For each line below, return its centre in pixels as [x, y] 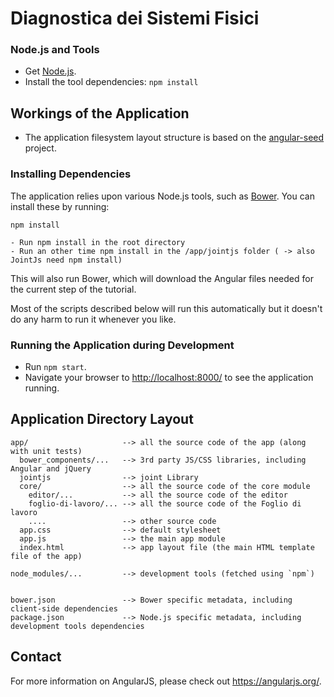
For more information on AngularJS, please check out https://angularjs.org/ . [166, 681]
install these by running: [60, 206]
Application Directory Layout [102, 419]
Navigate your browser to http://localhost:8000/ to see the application [169, 377]
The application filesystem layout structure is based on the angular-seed [174, 138]
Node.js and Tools [55, 50]
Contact [36, 657]
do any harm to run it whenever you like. [93, 319]
